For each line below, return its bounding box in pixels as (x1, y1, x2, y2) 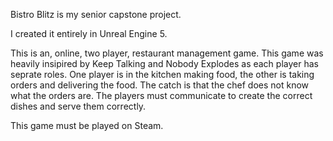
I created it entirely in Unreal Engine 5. (10, 28, 168, 39)
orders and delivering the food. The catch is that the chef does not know (10, 79, 310, 91)
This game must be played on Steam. (10, 120, 164, 131)
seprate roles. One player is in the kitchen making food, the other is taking (10, 69, 315, 80)
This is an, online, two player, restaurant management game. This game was (10, 47, 324, 59)
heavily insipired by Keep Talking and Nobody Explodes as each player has (10, 58, 319, 69)
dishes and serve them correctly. (10, 100, 147, 112)
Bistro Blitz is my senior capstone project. (10, 9, 182, 20)
